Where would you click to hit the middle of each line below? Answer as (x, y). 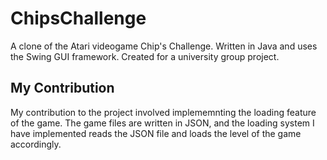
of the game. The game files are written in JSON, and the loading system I (162, 123)
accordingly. (36, 144)
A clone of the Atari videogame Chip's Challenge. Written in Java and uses (164, 46)
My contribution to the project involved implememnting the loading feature (163, 112)
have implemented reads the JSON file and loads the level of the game (156, 133)
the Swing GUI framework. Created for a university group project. (145, 56)
